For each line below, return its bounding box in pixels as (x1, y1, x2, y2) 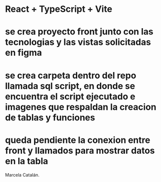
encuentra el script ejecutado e (5, 91, 135, 102)
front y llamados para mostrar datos (5, 145, 155, 156)
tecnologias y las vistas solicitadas (5, 37, 151, 48)
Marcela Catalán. (5, 172, 40, 178)
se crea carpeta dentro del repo (5, 70, 136, 81)
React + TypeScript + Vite (5, 3, 112, 15)
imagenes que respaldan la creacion (5, 101, 157, 112)
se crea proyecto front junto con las (5, 26, 154, 38)
